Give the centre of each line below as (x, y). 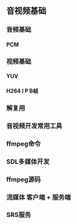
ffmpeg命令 (24, 143)
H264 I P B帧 (22, 91)
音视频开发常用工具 (34, 126)
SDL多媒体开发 (28, 161)
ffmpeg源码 (24, 179)
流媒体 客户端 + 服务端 (38, 197)
